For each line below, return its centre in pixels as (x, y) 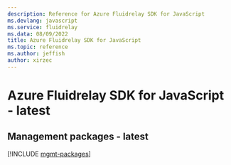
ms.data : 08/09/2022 (38, 34)
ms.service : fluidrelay (43, 27)
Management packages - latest (78, 137)
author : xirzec (30, 60)
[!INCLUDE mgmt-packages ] (49, 154)
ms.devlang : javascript (43, 21)
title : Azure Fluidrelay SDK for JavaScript (74, 41)
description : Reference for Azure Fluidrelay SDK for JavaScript (106, 14)
